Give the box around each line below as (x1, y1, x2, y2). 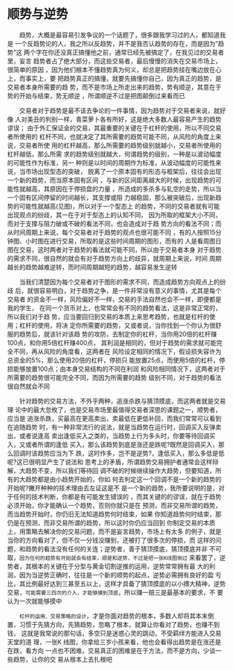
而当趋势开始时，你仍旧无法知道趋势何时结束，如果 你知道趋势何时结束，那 (7, 509, 222, 518)
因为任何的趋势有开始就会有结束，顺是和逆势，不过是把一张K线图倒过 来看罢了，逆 (19, 553, 226, 561)
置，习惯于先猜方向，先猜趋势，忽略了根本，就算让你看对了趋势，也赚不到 (7, 620, 220, 628)
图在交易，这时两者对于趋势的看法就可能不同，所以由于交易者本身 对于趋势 (7, 245, 222, 254)
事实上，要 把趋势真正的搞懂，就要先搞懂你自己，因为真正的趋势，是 (25, 74, 222, 82)
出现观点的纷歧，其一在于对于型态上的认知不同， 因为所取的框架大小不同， (7, 210, 222, 219)
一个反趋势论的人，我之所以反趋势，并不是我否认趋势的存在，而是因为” (15, 39, 218, 47)
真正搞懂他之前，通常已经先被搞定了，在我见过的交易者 (66, 48, 225, 56)
